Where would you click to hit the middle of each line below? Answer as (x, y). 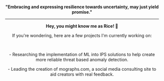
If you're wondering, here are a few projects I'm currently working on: (82, 35)
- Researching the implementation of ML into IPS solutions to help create (82, 54)
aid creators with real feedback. (82, 74)
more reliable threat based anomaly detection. (82, 60)
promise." (82, 12)
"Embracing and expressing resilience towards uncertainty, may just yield (82, 7)
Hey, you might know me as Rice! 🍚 (82, 26)
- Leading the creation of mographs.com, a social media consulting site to (82, 69)
